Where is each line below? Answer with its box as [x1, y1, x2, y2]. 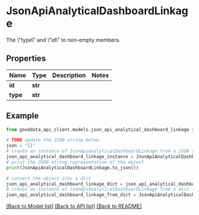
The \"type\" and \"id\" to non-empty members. [6, 36, 121, 43]
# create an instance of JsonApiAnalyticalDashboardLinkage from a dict [6, 187, 190, 192]
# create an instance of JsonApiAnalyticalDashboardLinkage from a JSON [6, 148, 190, 155]
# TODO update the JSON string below [6, 137, 99, 143]
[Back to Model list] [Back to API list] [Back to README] [6, 203, 142, 210]
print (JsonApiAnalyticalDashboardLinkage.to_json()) [6, 165, 139, 171]
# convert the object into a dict [6, 175, 92, 181]
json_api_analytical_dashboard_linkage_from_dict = [6, 192, 136, 198]
